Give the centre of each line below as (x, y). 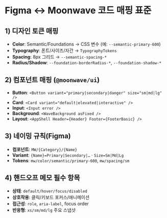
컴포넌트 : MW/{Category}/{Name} (45, 149)
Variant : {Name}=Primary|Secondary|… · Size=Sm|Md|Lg (68, 155)
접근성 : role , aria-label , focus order (50, 204)
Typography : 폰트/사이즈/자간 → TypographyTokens (64, 51)
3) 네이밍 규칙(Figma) (38, 136)
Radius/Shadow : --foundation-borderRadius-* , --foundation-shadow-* (87, 63)
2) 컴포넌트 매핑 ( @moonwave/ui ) (52, 80)
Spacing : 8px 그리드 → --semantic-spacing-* (59, 57)
